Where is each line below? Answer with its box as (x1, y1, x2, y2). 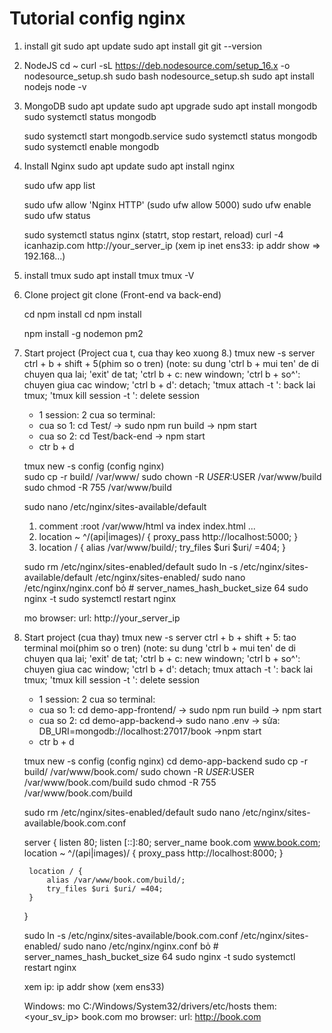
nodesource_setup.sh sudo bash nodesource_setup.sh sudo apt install (23, 70, 315, 82)
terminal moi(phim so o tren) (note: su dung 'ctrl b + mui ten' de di (23, 642, 296, 654)
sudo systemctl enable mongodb (23, 140, 160, 152)
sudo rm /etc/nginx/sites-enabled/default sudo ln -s (23, 560, 239, 572)
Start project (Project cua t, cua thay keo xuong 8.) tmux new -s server (23, 347, 316, 359)
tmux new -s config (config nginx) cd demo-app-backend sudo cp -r (23, 755, 308, 767)
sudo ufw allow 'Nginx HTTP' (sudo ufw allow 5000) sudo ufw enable (23, 198, 312, 211)
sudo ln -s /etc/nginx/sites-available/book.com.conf (23, 929, 239, 941)
